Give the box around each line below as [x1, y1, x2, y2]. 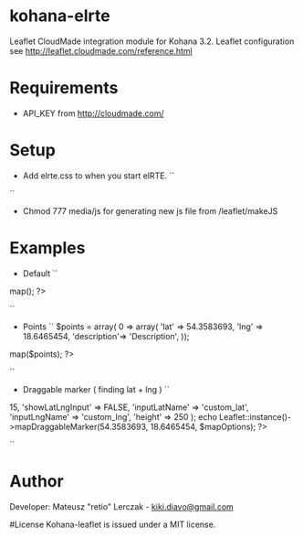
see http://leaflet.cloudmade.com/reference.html [9, 45, 193, 56]
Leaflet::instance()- [218, 411, 292, 422]
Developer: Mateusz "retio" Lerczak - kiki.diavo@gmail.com [9, 500, 235, 512]
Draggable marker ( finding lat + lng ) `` [22, 383, 171, 394]
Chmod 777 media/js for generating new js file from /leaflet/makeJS [22, 205, 278, 216]
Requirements [9, 78, 119, 99]
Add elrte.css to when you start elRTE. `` [22, 170, 175, 181]
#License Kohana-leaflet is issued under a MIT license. [9, 519, 216, 530]
